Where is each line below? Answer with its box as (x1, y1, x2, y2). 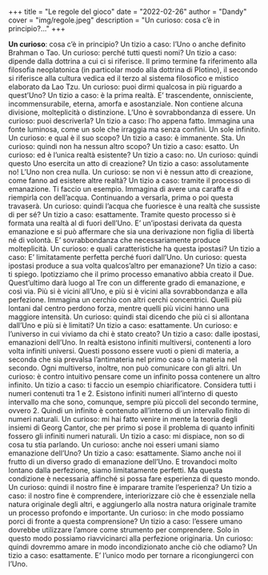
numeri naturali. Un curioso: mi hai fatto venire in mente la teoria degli (8, 415, 238, 423)
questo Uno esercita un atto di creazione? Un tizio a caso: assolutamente (8, 159, 250, 168)
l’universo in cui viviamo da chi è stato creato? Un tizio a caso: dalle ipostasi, (8, 329, 261, 338)
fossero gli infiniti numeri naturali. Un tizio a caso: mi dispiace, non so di (8, 431, 246, 440)
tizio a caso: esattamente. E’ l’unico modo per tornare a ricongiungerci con (8, 551, 254, 560)
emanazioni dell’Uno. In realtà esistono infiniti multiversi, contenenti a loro (8, 338, 252, 347)
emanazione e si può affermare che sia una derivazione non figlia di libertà (8, 227, 254, 236)
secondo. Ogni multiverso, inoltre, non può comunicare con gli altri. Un (8, 363, 242, 372)
